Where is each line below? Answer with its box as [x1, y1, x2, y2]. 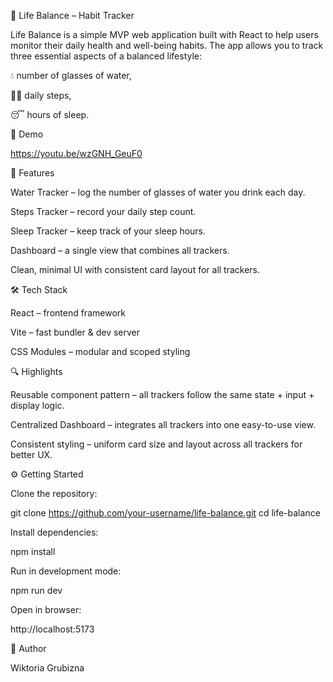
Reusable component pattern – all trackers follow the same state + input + [10, 389, 315, 400]
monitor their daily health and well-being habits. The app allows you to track [10, 40, 324, 51]
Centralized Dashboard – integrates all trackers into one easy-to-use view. [10, 419, 316, 430]
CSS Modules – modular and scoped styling [10, 346, 191, 357]
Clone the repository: [10, 488, 98, 499]
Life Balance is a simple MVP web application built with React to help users [10, 29, 319, 40]
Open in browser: [10, 604, 82, 615]
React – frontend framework [10, 307, 126, 319]
